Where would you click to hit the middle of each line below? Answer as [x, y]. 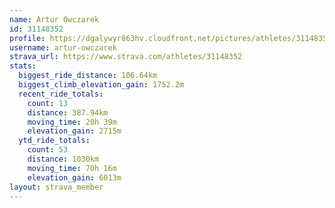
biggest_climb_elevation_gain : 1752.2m [101, 85]
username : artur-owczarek [63, 47]
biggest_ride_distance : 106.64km [88, 76]
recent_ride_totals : [61, 94]
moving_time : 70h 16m [72, 168]
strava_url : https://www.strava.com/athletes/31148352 [126, 57]
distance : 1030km [63, 159]
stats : [23, 66]
